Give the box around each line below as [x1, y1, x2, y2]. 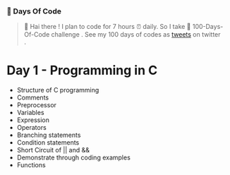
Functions [16, 161, 47, 169]
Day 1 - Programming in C [6, 63, 158, 78]
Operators [16, 123, 47, 132]
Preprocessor [16, 101, 57, 109]
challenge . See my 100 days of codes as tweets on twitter [51, 30, 221, 39]
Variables [16, 109, 44, 117]
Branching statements [16, 131, 81, 140]
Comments [16, 93, 49, 102]
